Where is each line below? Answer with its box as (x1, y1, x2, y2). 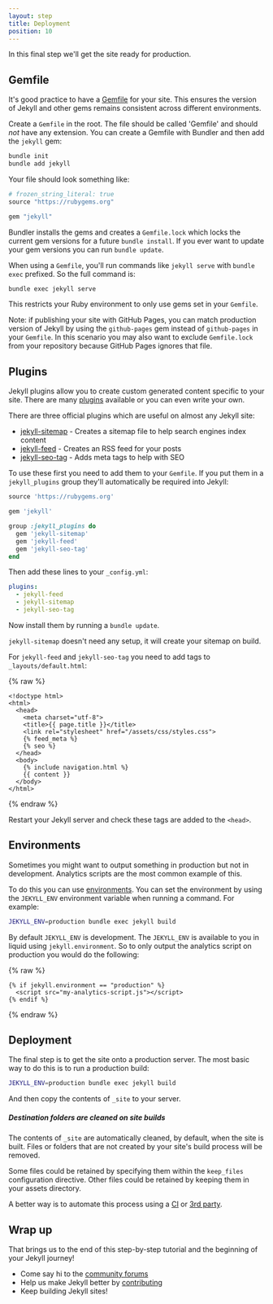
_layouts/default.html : (8, 661, 88, 670)
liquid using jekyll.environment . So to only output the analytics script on (8, 941, 252, 951)
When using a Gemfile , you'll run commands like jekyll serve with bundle (8, 260, 255, 270)
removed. (8, 1150, 41, 1161)
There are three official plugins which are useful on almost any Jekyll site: (8, 411, 255, 420)
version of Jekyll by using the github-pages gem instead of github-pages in (8, 323, 258, 334)
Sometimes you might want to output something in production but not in (8, 860, 249, 870)
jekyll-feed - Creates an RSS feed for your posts (19, 444, 182, 454)
